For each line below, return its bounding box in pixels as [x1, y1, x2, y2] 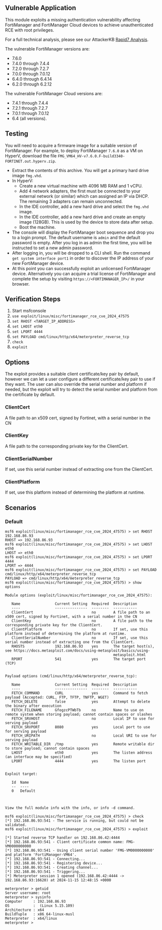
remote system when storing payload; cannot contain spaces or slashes [5, 712, 152, 717]
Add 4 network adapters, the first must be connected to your [19, 188, 141, 194]
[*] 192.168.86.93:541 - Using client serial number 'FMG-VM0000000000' [5, 848, 155, 853]
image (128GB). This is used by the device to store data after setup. [19, 219, 154, 225]
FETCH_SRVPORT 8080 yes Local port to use [11, 725, 150, 730]
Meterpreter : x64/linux [5, 916, 57, 921]
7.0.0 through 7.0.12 [12, 70, 51, 77]
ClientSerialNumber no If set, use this [11, 636, 148, 640]
